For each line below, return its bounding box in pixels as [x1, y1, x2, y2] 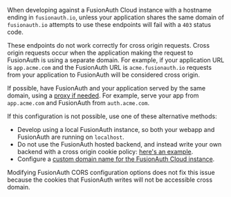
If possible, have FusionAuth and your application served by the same [7, 84, 206, 92]
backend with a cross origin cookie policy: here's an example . [17, 148, 194, 156]
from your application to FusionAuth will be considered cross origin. [7, 71, 201, 79]
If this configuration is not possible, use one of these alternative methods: [7, 112, 217, 120]
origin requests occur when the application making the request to [7, 48, 194, 57]
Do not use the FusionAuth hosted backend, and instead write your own [17, 140, 222, 148]
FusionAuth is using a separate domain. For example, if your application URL [7, 56, 225, 64]
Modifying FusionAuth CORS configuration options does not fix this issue [7, 169, 216, 176]
